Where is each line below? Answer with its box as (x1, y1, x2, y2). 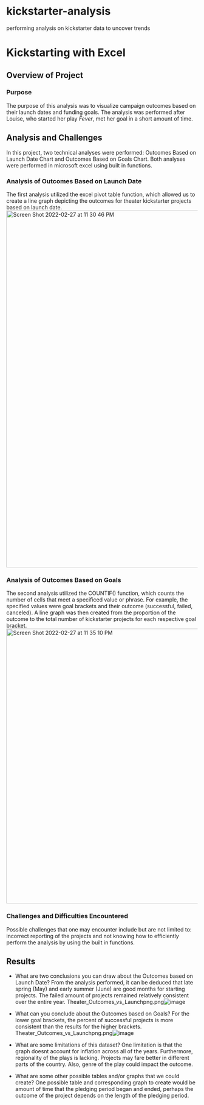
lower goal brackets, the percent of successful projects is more (15, 1017, 174, 1024)
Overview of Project (6, 70, 84, 80)
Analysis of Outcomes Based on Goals (6, 575, 121, 584)
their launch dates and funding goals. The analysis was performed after (6, 108, 185, 116)
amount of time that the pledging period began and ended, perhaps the (15, 1086, 194, 1093)
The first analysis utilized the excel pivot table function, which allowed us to (6, 191, 195, 198)
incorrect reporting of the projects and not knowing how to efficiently (6, 932, 179, 939)
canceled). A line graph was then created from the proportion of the (6, 609, 176, 616)
